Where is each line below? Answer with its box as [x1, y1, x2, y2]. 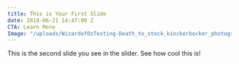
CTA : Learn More [7, 23, 55, 30]
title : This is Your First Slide [7, 10, 107, 18]
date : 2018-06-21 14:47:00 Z [7, 17, 94, 24]
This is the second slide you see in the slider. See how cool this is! [7, 49, 201, 58]
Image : [7, 30, 27, 37]
